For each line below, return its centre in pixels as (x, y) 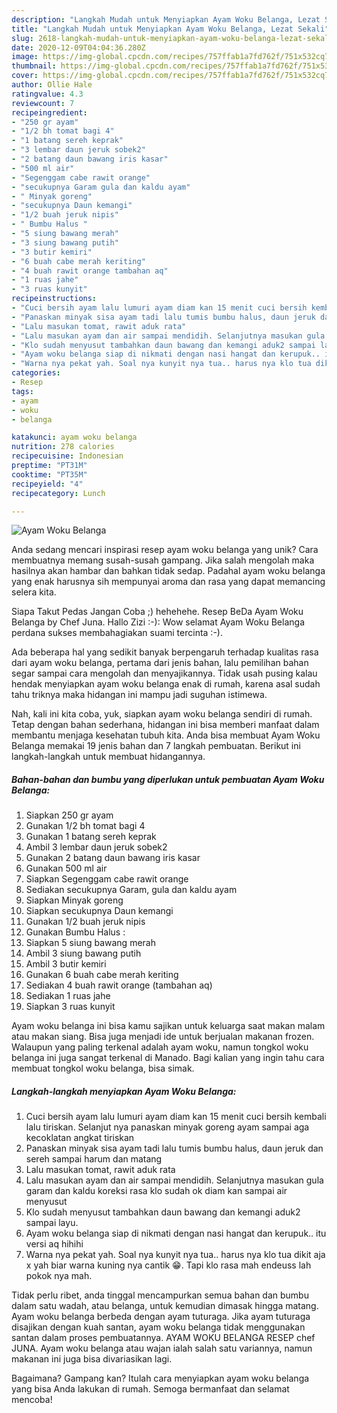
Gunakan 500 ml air (66, 868)
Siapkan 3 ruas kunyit (70, 1007)
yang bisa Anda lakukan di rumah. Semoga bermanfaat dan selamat (150, 1389)
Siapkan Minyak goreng (74, 900)
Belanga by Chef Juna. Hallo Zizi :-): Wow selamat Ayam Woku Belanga (158, 622)
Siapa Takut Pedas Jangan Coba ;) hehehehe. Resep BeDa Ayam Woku (157, 612)
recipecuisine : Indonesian (67, 456)
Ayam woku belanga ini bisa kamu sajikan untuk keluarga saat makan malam (168, 1026)
